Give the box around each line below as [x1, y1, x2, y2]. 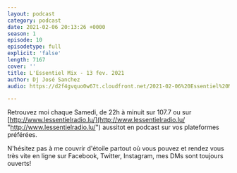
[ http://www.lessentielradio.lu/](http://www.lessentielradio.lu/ [7, 116, 186, 124]
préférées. [7, 131, 37, 139]
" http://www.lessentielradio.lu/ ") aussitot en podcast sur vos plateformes [7, 123, 220, 131]
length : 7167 [7, 56, 46, 64]
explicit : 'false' [7, 50, 61, 57]
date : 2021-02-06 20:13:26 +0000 [7, 23, 106, 30]
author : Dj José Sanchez [7, 76, 80, 83]
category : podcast [7, 17, 61, 24]
